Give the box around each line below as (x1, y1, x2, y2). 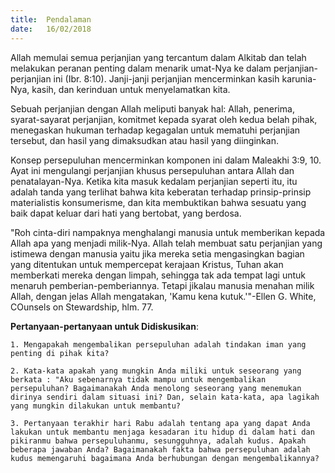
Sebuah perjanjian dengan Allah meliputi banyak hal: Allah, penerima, (10, 102, 295, 115)
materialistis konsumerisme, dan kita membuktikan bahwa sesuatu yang (10, 196, 307, 208)
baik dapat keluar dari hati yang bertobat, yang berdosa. (10, 207, 242, 219)
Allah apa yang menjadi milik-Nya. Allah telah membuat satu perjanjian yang (10, 237, 323, 249)
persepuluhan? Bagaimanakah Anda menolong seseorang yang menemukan (10, 383, 302, 393)
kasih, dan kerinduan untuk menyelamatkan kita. (31, 83, 231, 95)
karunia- (281, 72, 317, 85)
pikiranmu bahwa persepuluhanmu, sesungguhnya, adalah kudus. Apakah (10, 436, 307, 446)
